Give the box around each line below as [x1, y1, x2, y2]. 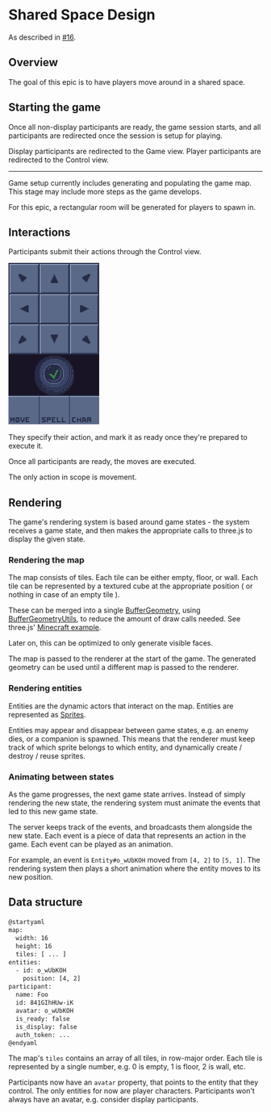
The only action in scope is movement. [8, 472, 137, 482]
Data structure [8, 896, 83, 909]
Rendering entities [8, 683, 82, 694]
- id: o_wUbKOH [15, 966, 67, 974]
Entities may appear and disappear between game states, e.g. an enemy [8, 725, 248, 735]
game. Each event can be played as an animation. [8, 839, 173, 849]
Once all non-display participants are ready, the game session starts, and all [8, 122, 261, 132]
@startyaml [8, 918, 45, 926]
